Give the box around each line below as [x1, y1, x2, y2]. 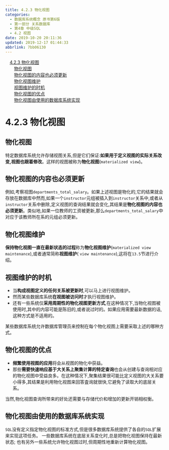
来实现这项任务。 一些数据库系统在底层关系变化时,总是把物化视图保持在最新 [5, 432, 162, 438]
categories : [5, 12, 30, 17]
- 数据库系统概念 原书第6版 [10, 17, 60, 22]
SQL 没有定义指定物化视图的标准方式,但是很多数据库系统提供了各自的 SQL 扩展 [5, 426, 161, 432]
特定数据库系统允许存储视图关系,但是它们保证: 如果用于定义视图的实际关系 [5, 152, 158, 158]
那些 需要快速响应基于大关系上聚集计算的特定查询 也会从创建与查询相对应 [12, 366, 162, 372]
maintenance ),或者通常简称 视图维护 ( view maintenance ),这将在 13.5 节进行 [5, 251, 154, 257]
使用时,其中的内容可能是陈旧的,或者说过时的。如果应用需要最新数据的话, [12, 306, 162, 312]
